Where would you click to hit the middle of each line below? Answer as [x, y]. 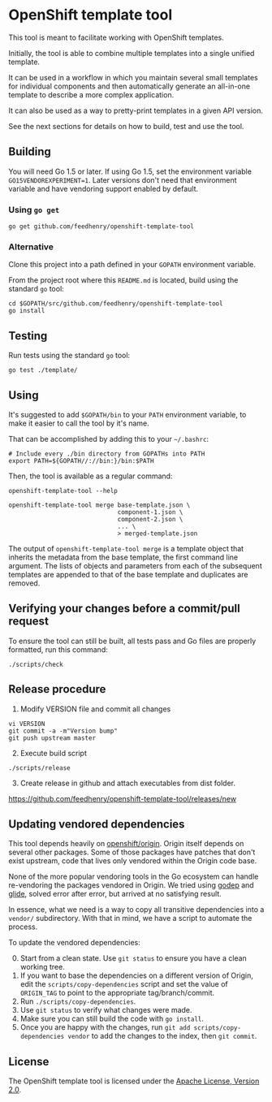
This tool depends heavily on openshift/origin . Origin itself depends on [126, 844]
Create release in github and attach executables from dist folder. [128, 783]
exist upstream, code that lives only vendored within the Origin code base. [133, 861]
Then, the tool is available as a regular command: [91, 476]
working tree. [42, 967]
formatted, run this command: [58, 649]
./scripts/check [36, 664]
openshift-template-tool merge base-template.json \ [99, 505]
